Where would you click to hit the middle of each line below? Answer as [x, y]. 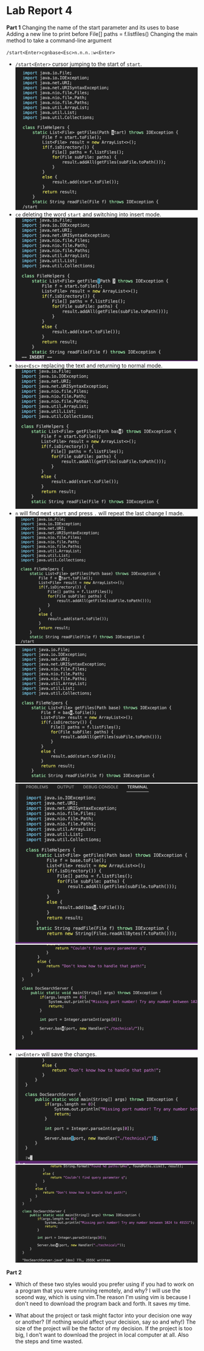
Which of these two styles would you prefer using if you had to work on [104, 1284]
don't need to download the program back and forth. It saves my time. [103, 1303]
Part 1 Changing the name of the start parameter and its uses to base [93, 27]
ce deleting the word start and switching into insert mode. [88, 214]
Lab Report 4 [39, 11]
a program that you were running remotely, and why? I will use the [98, 1290]
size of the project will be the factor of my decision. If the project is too [104, 1328]
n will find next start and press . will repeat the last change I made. [100, 513]
